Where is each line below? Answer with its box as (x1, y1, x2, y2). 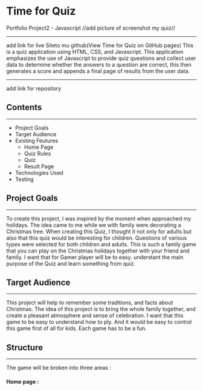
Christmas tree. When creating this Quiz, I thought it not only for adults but (6, 228, 192, 235)
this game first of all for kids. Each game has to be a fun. (6, 325, 147, 332)
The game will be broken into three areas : (6, 364, 112, 372)
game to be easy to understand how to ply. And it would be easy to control (6, 318, 192, 326)
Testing (14, 176, 34, 183)
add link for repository (6, 85, 62, 92)
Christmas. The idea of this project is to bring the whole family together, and (6, 306, 196, 313)
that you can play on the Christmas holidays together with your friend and (6, 247, 190, 254)
